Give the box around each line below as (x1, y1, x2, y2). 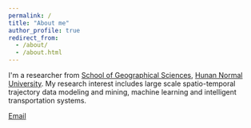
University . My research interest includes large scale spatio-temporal (8, 79, 236, 88)
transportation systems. (8, 96, 86, 105)
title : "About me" (8, 19, 70, 27)
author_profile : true (8, 26, 81, 34)
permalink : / (8, 11, 52, 20)
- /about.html (15, 48, 62, 56)
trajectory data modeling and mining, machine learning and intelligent (8, 87, 237, 96)
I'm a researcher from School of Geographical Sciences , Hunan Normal (8, 71, 243, 80)
